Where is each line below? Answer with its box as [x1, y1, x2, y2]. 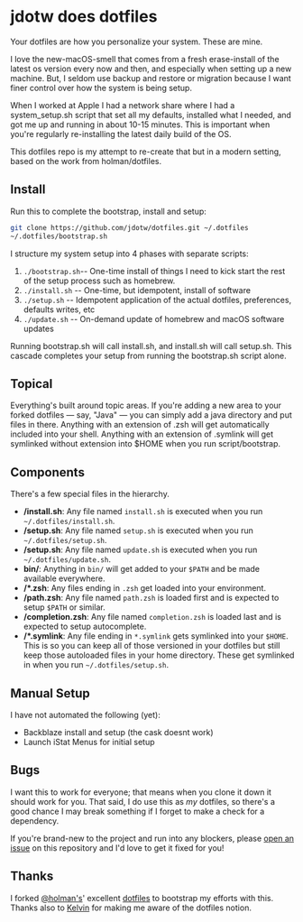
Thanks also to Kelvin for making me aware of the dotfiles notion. [10, 902, 252, 913]
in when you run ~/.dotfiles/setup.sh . [23, 659, 170, 670]
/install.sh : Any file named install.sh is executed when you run [23, 506, 263, 517]
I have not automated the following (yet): [10, 709, 161, 720]
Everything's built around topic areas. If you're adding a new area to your [10, 400, 282, 411]
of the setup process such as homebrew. [23, 275, 176, 286]
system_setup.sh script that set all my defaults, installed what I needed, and [10, 109, 292, 120]
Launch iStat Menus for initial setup [23, 736, 155, 747]
